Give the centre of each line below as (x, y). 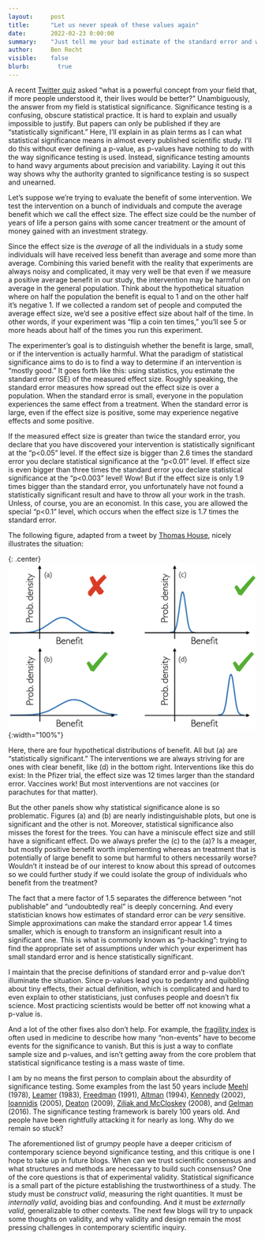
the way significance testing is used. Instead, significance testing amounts (129, 157)
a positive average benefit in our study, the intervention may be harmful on (129, 279)
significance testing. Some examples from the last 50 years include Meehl (128, 1087)
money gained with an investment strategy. (78, 231)
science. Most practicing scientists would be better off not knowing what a (129, 1006)
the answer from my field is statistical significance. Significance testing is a (130, 106)
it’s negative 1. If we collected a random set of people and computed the (125, 304)
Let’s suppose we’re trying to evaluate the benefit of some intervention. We (130, 197)
